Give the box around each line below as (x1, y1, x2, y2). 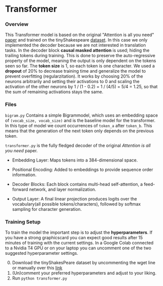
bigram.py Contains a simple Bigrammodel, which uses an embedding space (5, 112, 158, 118)
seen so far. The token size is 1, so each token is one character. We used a (5, 63, 155, 69)
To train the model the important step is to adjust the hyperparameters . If (5, 229, 153, 235)
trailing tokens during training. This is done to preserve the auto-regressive (5, 53, 156, 59)
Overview (5, 21, 29, 28)
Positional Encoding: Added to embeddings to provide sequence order (12, 166, 153, 172)
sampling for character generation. (12, 206, 82, 212)
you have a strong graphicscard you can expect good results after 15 (5, 235, 143, 241)
